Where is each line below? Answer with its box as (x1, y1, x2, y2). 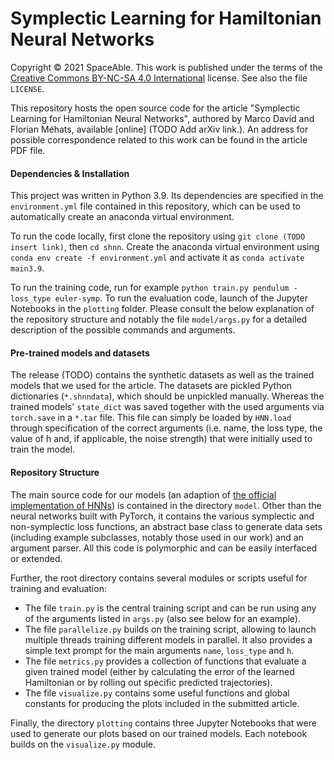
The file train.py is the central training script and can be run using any (24, 602, 317, 614)
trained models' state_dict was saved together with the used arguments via (10, 401, 325, 413)
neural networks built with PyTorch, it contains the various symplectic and (10, 510, 315, 522)
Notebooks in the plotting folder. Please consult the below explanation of (10, 303, 315, 315)
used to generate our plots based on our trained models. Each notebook (10, 727, 308, 739)
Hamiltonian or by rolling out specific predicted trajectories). (24, 676, 273, 688)
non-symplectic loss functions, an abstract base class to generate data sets (10, 520, 323, 532)
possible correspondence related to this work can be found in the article (10, 133, 308, 146)
